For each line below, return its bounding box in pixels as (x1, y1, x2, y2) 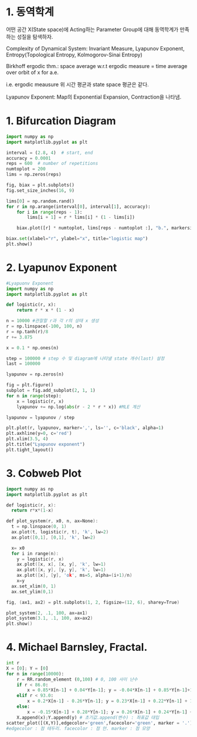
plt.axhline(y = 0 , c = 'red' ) (6, 431, 72, 437)
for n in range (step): (6, 393, 62, 399)
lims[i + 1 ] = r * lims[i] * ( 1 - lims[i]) (27, 215, 135, 221)
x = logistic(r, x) (16, 398, 64, 404)
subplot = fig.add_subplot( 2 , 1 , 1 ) (6, 388, 96, 394)
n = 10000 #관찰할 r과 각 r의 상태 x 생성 (6, 318, 99, 324)
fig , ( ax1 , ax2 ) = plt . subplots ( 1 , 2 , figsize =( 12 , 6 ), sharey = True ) (6, 599, 180, 605)
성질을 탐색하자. (16, 33, 53, 40)
